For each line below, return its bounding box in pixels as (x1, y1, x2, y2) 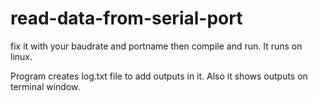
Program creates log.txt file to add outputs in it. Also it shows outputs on (10, 70, 308, 82)
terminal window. (10, 80, 81, 92)
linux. (10, 50, 33, 62)
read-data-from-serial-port (10, 7, 243, 30)
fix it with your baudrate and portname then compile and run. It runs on (10, 40, 303, 52)
